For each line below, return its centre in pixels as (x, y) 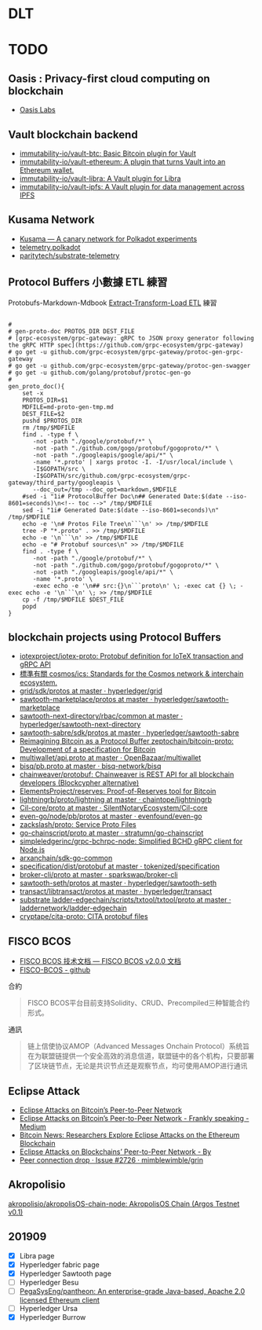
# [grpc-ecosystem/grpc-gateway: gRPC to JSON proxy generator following (131, 338)
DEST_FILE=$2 (44, 413)
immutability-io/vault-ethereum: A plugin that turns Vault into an (122, 162)
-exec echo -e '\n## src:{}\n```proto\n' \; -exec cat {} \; (135, 586)
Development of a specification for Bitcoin (87, 750)
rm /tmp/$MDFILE (49, 428)
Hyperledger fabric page (59, 1264)
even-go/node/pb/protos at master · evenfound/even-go (111, 816)
